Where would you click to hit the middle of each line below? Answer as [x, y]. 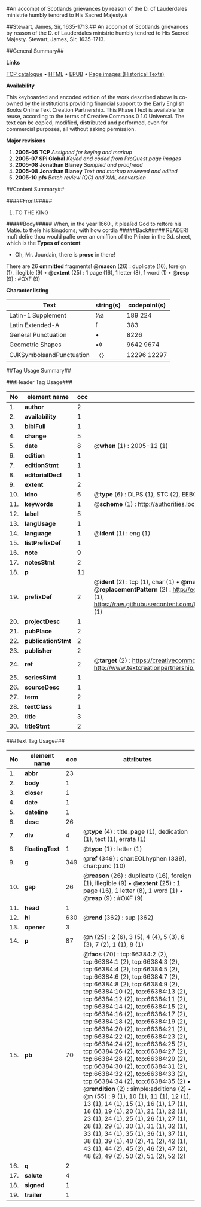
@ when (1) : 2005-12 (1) [131, 446]
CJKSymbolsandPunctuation [49, 355]
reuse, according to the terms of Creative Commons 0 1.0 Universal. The [95, 116]
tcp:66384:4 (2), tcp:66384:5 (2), [131, 969]
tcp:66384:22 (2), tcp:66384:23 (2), [135, 1036]
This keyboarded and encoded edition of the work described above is [92, 97]
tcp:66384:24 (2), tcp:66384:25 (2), [135, 1044]
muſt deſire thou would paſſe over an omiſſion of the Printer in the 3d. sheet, [99, 237]
